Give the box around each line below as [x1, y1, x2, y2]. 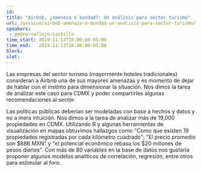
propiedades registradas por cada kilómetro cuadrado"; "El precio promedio [6, 133, 196, 141]
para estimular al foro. [6, 159, 61, 166]
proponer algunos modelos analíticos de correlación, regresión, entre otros [6, 152, 194, 160]
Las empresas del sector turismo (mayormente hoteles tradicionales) [6, 70, 178, 77]
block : [6, 48, 23, 54]
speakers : [6, 25, 31, 32]
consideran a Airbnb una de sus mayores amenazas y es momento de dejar [6, 77, 195, 84]
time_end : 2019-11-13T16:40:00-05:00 [6, 43, 107, 49]
